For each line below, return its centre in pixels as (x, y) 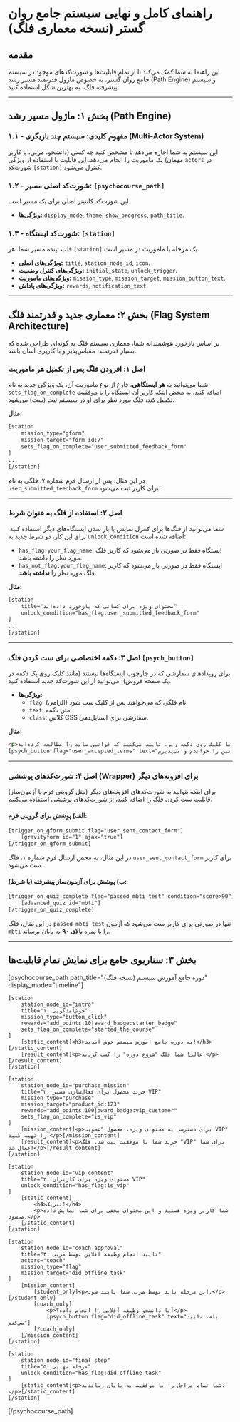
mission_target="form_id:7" (62, 440)
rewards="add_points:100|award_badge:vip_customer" (99, 1110)
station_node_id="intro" (58, 1004)
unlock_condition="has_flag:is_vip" (75, 1185)
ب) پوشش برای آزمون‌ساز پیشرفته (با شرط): (68, 881)
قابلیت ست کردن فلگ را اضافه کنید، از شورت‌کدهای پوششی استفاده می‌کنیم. (110, 799)
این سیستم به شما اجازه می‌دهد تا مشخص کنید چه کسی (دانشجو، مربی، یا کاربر (113, 152)
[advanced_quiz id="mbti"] (61, 903)
